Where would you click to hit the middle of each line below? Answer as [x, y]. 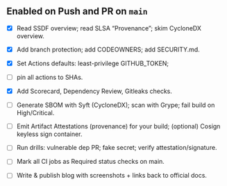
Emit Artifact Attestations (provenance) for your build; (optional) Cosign [118, 126]
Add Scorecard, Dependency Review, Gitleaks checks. [94, 91]
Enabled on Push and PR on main [77, 11]
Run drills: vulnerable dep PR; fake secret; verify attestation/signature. [117, 148]
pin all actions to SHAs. [50, 77]
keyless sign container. [49, 134]
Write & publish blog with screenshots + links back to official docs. [112, 176]
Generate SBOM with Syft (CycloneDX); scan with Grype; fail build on [116, 105]
